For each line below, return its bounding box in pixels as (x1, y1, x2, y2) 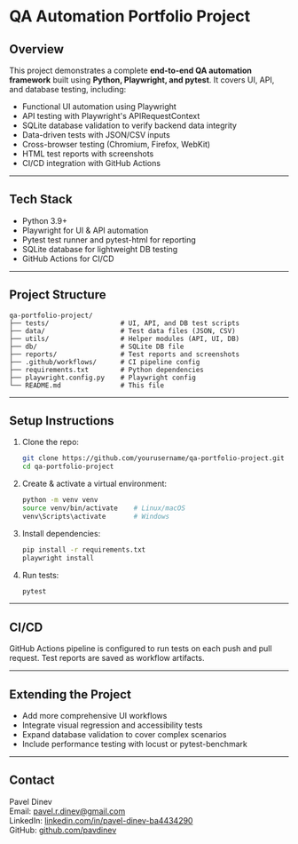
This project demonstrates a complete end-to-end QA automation (9, 65, 253, 76)
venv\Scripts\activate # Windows (21, 512, 170, 521)
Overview (9, 42, 65, 57)
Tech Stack (9, 192, 73, 207)
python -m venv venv (21, 496, 98, 505)
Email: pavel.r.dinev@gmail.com (9, 806, 126, 816)
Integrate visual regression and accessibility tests (21, 720, 203, 730)
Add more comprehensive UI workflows (21, 711, 168, 721)
